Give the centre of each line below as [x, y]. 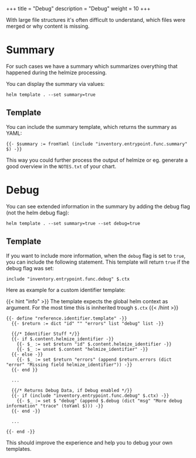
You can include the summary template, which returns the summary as [92, 127]
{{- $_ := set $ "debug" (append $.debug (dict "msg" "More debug [99, 401]
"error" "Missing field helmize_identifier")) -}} [69, 364]
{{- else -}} [27, 354]
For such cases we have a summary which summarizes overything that [92, 66]
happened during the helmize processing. [57, 72]
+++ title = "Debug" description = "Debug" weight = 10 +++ [78, 9]
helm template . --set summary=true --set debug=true [73, 223]
